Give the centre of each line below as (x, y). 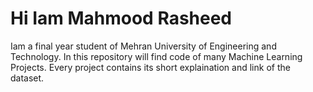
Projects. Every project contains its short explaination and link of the (150, 67)
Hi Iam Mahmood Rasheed (121, 18)
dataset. (27, 78)
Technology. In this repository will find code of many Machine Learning (156, 56)
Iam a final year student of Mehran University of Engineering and (143, 46)
